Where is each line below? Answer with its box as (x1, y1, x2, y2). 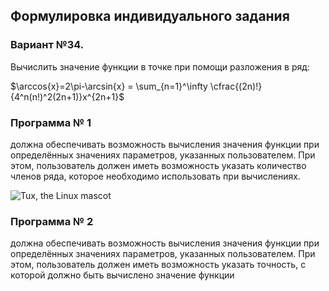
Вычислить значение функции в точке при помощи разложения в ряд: (10, 60, 310, 73)
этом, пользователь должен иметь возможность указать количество (10, 159, 307, 171)
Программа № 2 (10, 214, 94, 228)
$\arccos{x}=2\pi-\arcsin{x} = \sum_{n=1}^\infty (10, 80, 208, 92)
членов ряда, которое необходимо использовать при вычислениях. (10, 170, 301, 182)
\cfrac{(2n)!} (209, 80, 263, 92)
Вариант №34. (10, 38, 85, 52)
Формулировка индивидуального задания (10, 8, 290, 25)
